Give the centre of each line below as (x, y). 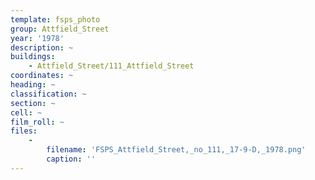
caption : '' (71, 159)
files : (24, 131)
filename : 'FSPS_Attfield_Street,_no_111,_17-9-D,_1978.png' (176, 150)
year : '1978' (37, 38)
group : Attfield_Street (60, 29)
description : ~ (42, 47)
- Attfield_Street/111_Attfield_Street (111, 66)
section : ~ (33, 103)
